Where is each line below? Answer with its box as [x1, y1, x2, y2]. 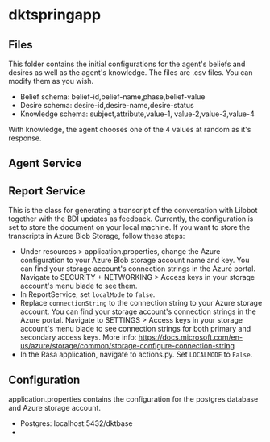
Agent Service [8, 156, 82, 170]
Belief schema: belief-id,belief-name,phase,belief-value [19, 92, 206, 102]
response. [8, 133, 42, 143]
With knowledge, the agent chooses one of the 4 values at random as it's [8, 125, 251, 134]
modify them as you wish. [8, 77, 94, 85]
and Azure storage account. [8, 403, 101, 413]
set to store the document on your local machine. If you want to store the [8, 223, 251, 232]
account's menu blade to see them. [19, 281, 138, 291]
